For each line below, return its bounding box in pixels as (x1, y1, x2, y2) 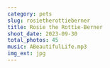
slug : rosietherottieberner (7, 17, 91, 24)
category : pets (7, 10, 53, 18)
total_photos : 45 (7, 37, 59, 44)
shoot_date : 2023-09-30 (7, 30, 78, 38)
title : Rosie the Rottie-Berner (7, 23, 103, 30)
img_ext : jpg (7, 50, 46, 57)
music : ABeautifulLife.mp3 (7, 43, 87, 50)
